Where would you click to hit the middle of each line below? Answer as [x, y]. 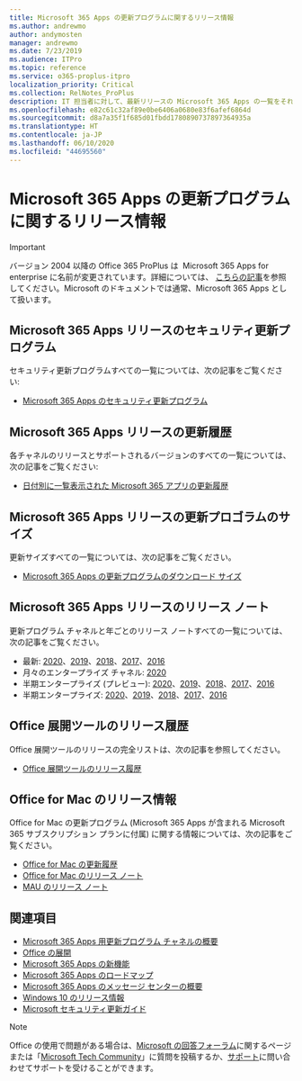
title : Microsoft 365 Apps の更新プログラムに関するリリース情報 [122, 18]
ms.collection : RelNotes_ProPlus [72, 93]
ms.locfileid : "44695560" [58, 151]
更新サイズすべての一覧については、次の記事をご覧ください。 [123, 557]
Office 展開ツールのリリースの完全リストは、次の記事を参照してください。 [147, 749]
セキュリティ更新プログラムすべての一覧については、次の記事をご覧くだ [142, 371]
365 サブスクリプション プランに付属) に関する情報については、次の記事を [147, 834]
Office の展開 [47, 953]
